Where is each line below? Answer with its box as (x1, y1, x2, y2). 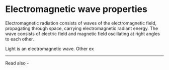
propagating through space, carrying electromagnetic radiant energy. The (5, 25, 158, 31)
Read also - (5, 60, 29, 66)
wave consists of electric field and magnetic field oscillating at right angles (5, 30, 160, 36)
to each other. (5, 36, 34, 42)
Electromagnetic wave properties (5, 3, 147, 15)
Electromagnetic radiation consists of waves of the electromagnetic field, (5, 20, 157, 26)
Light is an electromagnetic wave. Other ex (5, 45, 94, 51)
